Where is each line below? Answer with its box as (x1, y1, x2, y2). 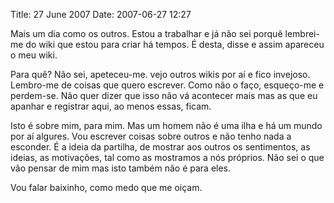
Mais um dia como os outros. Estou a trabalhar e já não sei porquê (10, 28, 283, 39)
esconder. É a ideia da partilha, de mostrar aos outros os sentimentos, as (10, 141, 311, 153)
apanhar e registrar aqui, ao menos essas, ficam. (10, 100, 212, 112)
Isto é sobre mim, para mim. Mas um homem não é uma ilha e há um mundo (10, 120, 323, 131)
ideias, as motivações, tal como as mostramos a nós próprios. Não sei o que (10, 152, 325, 163)
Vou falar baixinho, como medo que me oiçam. (10, 182, 203, 193)
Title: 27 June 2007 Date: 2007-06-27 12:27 (10, 9, 192, 20)
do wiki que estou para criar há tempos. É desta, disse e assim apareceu (25, 39, 325, 50)
